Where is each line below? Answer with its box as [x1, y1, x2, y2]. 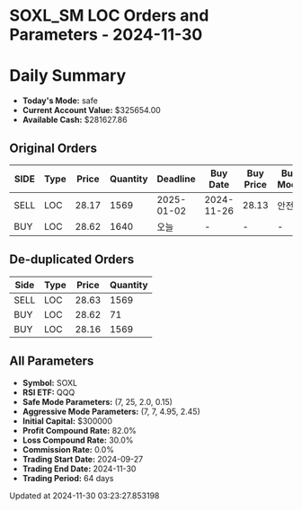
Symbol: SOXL [22, 377, 78, 388]
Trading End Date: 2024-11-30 [22, 463, 137, 474]
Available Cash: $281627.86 [22, 114, 128, 126]
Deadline [156, 172, 196, 185]
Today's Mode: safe [22, 95, 99, 106]
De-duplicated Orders [9, 252, 135, 268]
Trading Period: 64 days [22, 472, 114, 483]
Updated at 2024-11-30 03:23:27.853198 [9, 490, 160, 501]
